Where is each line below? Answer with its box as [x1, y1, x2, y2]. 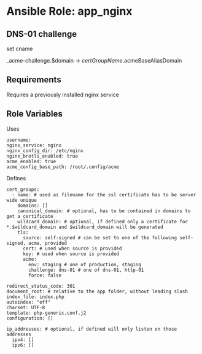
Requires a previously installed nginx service [6, 91, 120, 98]
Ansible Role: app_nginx [6, 4, 133, 18]
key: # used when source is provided [22, 250, 120, 257]
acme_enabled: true [6, 158, 56, 164]
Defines [6, 174, 26, 182]
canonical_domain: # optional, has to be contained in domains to [17, 207, 191, 214]
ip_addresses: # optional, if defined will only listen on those [6, 326, 177, 332]
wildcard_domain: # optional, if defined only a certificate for [17, 218, 188, 225]
